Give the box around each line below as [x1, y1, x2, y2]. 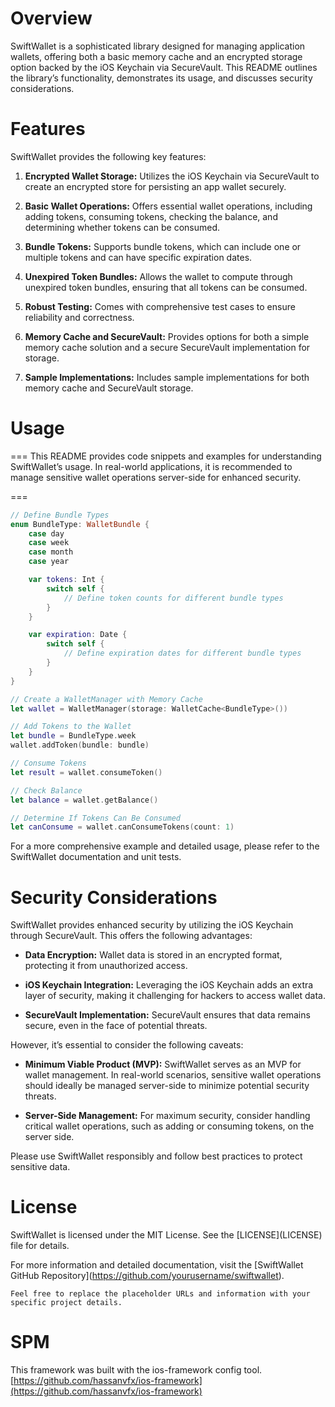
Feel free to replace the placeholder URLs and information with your [10, 1289, 311, 1299]
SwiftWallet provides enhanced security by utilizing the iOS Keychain [10, 919, 294, 931]
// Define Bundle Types [10, 510, 110, 520]
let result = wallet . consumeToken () [10, 767, 163, 777]
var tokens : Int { [28, 575, 105, 585]
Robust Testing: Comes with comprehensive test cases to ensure [24, 300, 296, 312]
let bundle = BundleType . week [10, 731, 137, 741]
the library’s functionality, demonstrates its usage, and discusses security [10, 72, 313, 84]
